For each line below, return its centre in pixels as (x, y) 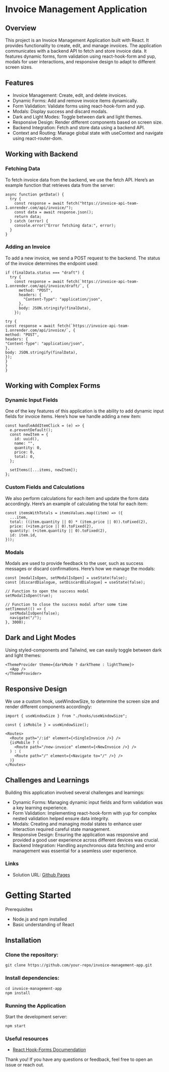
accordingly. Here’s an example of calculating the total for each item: (76, 504)
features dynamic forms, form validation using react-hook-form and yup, (81, 56)
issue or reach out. (25, 1065)
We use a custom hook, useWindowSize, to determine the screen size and (82, 701)
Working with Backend (42, 154)
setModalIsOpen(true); (29, 596)
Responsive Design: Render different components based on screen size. (88, 122)
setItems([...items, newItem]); (44, 470)
